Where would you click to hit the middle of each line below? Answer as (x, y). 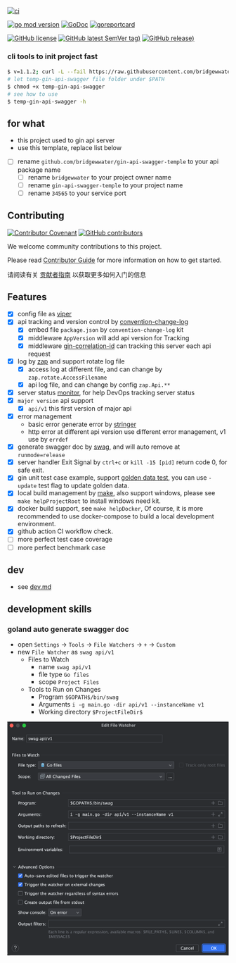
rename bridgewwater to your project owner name (100, 177)
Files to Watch (48, 659)
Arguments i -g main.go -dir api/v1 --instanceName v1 (122, 704)
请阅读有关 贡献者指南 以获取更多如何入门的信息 (77, 274)
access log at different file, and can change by (95, 369)
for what (26, 124)
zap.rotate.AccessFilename (67, 378)
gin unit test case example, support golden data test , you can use (112, 478)
